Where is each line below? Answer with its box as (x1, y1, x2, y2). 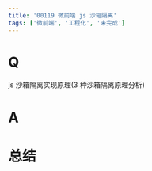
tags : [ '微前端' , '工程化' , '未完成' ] (8, 19, 126, 27)
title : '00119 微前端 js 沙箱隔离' (8, 11, 117, 20)
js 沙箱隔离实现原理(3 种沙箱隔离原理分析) (8, 80, 145, 89)
